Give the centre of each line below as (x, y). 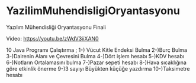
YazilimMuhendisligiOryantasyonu (93, 11)
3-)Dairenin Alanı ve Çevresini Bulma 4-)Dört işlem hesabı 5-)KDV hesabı (95, 56)
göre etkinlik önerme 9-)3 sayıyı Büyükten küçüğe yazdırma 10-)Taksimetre (98, 68)
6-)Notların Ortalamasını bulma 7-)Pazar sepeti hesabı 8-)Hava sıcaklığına (96, 62)
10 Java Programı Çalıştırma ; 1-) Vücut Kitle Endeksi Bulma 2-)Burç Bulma (97, 50)
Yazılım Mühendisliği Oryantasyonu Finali (56, 27)
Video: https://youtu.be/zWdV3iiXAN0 (52, 38)
